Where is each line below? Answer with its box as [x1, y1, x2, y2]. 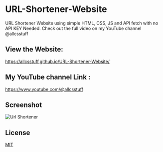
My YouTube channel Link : [5, 73, 91, 81]
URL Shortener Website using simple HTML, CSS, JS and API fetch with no [5, 20, 159, 26]
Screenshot [5, 100, 42, 109]
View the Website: [5, 45, 63, 53]
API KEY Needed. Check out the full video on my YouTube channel [5, 25, 142, 31]
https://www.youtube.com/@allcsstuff [5, 86, 84, 92]
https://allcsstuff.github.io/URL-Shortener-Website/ [5, 58, 110, 64]
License [5, 128, 30, 137]
